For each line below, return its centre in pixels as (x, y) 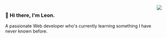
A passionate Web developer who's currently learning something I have (78, 26)
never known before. (27, 31)
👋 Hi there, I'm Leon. (30, 15)
